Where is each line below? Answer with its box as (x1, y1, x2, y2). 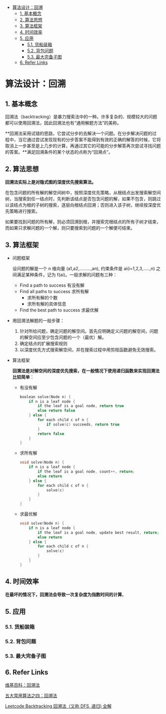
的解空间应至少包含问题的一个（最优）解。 (19, 334, 107, 340)
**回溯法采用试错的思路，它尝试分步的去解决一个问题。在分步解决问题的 (5, 130, 153, 136)
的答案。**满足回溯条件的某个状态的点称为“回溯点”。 (5, 149, 113, 155)
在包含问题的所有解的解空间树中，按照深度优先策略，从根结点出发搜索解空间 (5, 189, 161, 195)
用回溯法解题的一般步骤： (12, 317, 65, 323)
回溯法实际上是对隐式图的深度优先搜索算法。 (5, 179, 96, 185)
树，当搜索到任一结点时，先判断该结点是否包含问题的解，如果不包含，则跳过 (5, 195, 161, 202)
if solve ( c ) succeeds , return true (46, 422, 120, 427)
